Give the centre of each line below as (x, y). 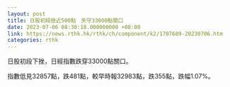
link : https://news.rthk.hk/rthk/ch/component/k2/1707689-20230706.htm (115, 34)
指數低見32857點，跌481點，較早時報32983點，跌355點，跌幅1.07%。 (111, 76)
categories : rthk (33, 40)
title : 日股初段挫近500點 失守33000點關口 (65, 21)
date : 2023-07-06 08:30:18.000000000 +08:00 (74, 27)
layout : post (27, 14)
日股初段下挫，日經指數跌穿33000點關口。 (70, 62)
